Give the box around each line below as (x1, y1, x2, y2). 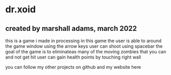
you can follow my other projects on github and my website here (5, 64, 141, 70)
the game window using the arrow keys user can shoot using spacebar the (5, 43, 163, 49)
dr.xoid (5, 4, 36, 15)
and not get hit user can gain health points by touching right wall (5, 54, 141, 60)
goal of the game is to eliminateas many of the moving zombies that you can (5, 49, 166, 54)
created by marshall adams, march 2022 (5, 24, 137, 33)
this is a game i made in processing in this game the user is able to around (5, 38, 162, 44)
